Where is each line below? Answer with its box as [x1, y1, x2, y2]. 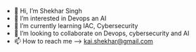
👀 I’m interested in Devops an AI [13, 14, 107, 22]
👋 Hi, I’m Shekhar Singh [13, 7, 82, 15]
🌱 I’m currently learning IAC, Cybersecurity [13, 22, 138, 30]
